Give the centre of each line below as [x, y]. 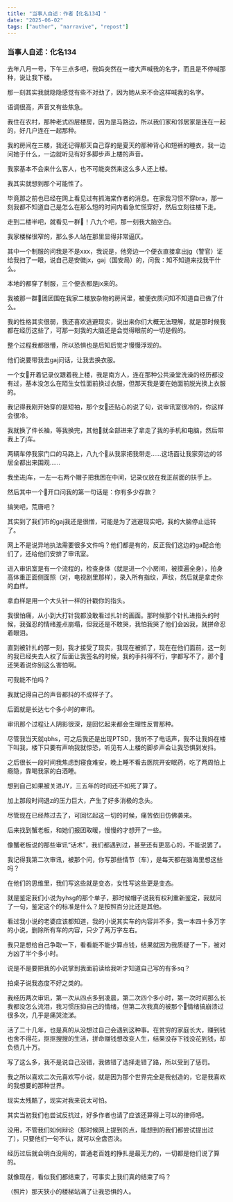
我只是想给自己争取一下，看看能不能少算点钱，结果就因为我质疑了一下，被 [113, 944]
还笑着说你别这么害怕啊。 [44, 665]
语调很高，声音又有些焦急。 [47, 107]
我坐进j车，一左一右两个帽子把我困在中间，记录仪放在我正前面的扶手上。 [111, 477]
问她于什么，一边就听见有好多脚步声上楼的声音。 [77, 154]
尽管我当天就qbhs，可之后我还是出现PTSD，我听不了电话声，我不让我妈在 [113, 738]
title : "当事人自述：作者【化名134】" [57, 14]
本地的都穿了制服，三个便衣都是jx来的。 [64, 283]
